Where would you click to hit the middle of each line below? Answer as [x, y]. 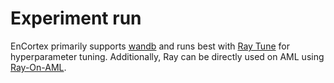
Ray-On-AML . [38, 67]
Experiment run [76, 18]
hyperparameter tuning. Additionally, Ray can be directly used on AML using [167, 56]
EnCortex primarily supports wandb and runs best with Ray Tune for [150, 46]
